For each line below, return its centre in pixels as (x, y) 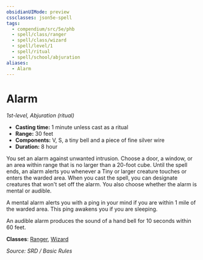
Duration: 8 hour (36, 147)
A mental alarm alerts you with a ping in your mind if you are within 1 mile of (101, 203)
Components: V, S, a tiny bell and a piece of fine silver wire (90, 140)
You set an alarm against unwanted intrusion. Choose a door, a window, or (100, 158)
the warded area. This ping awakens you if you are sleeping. (82, 209)
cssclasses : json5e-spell (39, 18)
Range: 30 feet (34, 134)
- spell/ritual (31, 52)
